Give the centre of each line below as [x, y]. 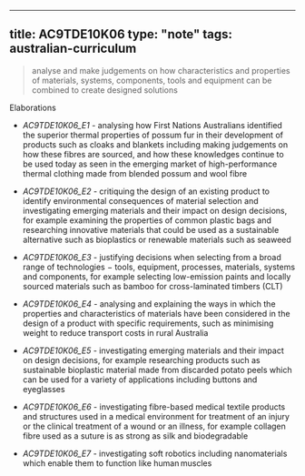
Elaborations [33, 107]
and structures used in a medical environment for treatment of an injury [156, 416]
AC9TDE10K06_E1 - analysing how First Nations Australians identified [152, 125]
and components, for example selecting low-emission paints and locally [157, 276]
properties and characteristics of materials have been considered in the [156, 313]
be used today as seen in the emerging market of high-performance [150, 164]
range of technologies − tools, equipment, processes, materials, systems [159, 267]
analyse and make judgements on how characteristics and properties [161, 70]
